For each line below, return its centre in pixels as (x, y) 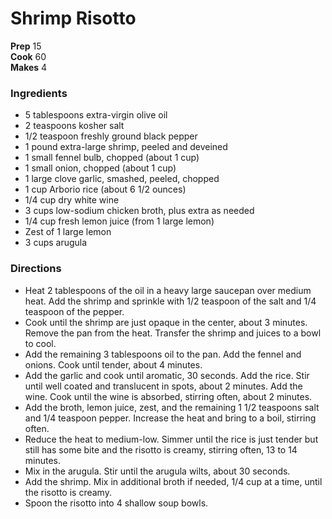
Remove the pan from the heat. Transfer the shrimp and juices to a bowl (173, 333)
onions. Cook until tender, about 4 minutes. (113, 364)
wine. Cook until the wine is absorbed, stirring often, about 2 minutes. (168, 396)
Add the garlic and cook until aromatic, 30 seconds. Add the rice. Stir (167, 375)
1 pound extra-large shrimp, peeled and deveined (126, 147)
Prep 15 (26, 46)
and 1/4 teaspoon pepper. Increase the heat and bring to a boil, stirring (170, 418)
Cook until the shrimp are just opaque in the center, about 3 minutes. (166, 322)
